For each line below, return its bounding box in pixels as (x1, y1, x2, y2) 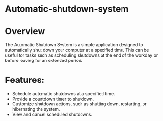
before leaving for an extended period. (5, 58, 83, 63)
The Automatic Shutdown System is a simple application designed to (5, 42, 143, 48)
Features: (5, 75, 45, 86)
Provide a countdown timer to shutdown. (12, 96, 94, 102)
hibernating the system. (12, 106, 60, 112)
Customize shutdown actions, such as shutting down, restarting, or (12, 101, 147, 107)
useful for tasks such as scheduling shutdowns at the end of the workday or (5, 52, 158, 58)
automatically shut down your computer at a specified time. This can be (5, 47, 149, 53)
